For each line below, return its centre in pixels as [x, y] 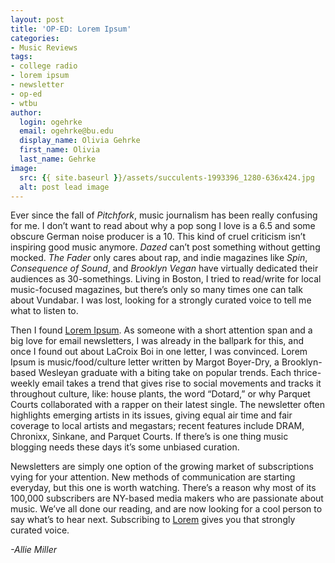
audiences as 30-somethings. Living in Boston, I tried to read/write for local [166, 279]
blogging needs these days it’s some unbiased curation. [125, 447]
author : [26, 112]
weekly [25, 383]
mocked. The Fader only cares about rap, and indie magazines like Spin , [159, 258]
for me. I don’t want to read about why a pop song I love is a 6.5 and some [163, 226]
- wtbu [24, 103]
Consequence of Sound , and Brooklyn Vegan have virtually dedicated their [164, 268]
